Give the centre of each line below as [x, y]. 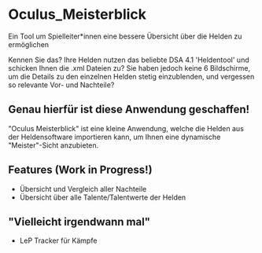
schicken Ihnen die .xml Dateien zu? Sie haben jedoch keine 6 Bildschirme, [129, 68]
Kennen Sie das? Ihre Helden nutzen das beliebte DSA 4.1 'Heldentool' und [129, 60]
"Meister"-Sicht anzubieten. [54, 145]
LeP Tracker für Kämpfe [58, 240]
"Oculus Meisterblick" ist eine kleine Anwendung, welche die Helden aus [126, 128]
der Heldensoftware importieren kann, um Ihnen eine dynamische [114, 137]
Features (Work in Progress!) [80, 170]
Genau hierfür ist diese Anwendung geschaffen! [129, 110]
